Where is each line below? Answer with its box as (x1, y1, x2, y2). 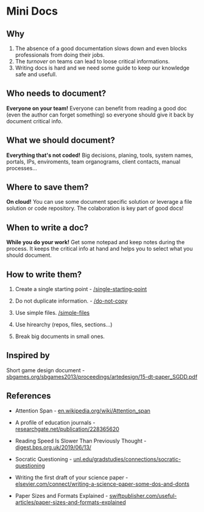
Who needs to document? (6, 88, 107, 99)
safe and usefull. (15, 71, 57, 78)
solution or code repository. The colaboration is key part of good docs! (6, 204, 184, 212)
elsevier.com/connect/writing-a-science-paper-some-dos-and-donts (15, 480, 190, 488)
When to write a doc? (6, 222, 89, 233)
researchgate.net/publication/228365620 (15, 425, 120, 433)
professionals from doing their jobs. (15, 51, 105, 59)
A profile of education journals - (15, 419, 96, 426)
